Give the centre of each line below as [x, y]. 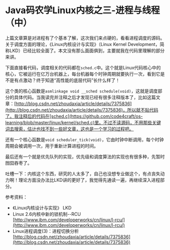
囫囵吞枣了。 [18, 163]
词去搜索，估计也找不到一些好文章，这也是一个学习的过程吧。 [70, 129]
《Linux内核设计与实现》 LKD [42, 208]
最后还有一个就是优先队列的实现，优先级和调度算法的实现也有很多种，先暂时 [85, 157]
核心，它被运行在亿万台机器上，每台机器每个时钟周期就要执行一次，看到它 [83, 74]
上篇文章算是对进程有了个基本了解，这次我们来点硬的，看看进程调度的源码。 [85, 38]
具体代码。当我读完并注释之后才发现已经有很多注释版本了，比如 [80, 97]
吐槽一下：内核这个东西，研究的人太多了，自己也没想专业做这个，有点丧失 [83, 173]
